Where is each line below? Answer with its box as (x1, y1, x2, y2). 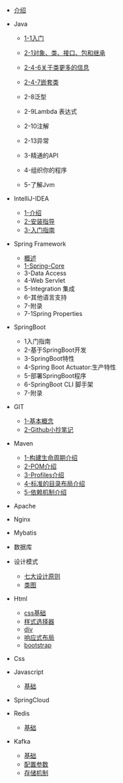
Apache (13, 502, 36, 510)
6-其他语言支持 (23, 293, 67, 301)
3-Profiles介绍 (23, 471, 65, 479)
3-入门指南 (23, 226, 55, 234)
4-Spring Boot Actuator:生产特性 (23, 363, 117, 371)
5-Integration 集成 (23, 285, 76, 293)
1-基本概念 (23, 417, 54, 425)
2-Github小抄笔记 (23, 426, 74, 433)
